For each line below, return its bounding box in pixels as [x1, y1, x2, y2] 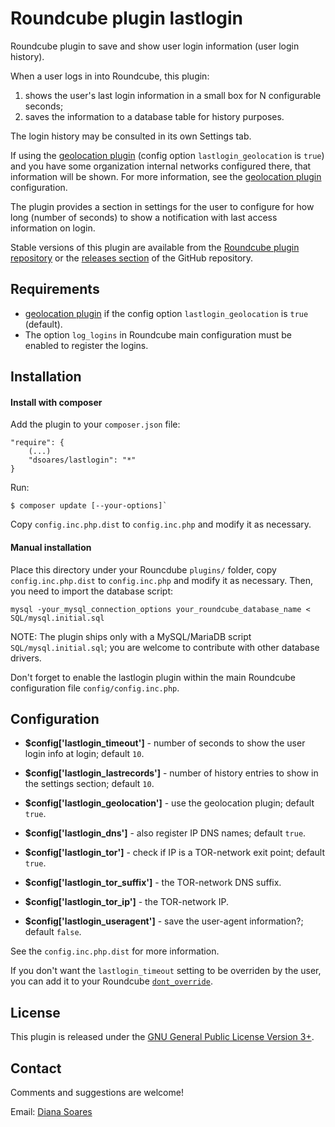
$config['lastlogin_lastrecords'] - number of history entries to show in [24, 767, 319, 779]
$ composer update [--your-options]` [10, 501, 168, 511]
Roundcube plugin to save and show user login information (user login [10, 40, 300, 52]
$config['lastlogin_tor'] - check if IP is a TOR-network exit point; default [24, 847, 326, 859]
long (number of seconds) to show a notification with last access [10, 211, 278, 223]
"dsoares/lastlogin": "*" [28, 455, 137, 466]
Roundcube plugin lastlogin [10, 7, 243, 30]
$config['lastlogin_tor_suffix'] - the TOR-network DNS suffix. [24, 877, 282, 889]
